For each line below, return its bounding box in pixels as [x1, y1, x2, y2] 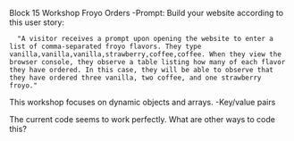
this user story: [9, 17, 65, 28]
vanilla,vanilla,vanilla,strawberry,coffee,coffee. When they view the [9, 50, 281, 59]
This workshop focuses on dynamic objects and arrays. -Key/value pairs [9, 97, 276, 107]
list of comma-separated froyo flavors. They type [9, 42, 202, 51]
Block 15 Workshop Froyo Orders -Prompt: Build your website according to [9, 8, 284, 18]
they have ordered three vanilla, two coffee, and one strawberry [9, 73, 262, 82]
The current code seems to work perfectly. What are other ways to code [9, 114, 275, 124]
